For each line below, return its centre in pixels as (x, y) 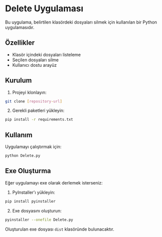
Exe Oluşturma (28, 171)
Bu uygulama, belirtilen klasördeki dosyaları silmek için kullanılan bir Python (81, 22)
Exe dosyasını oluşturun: (37, 211)
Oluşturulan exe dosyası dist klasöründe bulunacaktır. (60, 229)
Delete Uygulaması (44, 9)
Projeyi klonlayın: (29, 92)
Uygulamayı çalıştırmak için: (33, 147)
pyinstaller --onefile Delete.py (39, 220)
